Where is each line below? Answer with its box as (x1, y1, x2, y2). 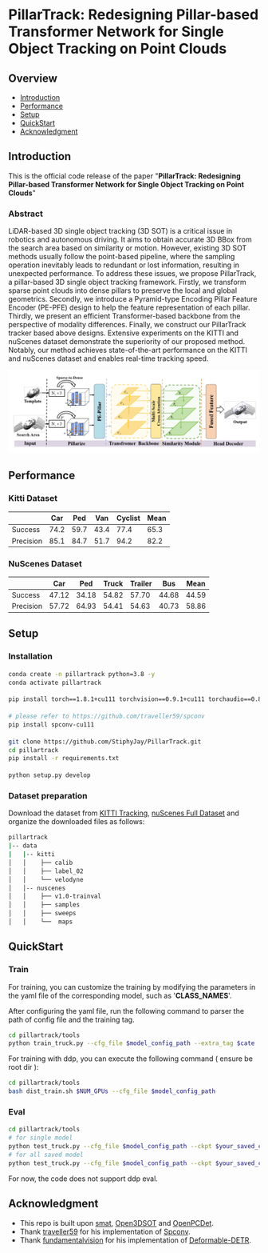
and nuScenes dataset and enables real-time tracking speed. (8, 354, 209, 363)
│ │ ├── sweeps (8, 910, 77, 918)
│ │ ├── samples (8, 901, 81, 909)
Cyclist (116, 514, 141, 523)
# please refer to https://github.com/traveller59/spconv (8, 712, 205, 720)
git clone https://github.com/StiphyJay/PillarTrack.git (8, 738, 202, 746)
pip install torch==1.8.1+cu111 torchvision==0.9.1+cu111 (8, 695, 205, 703)
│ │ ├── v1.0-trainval (8, 892, 102, 901)
